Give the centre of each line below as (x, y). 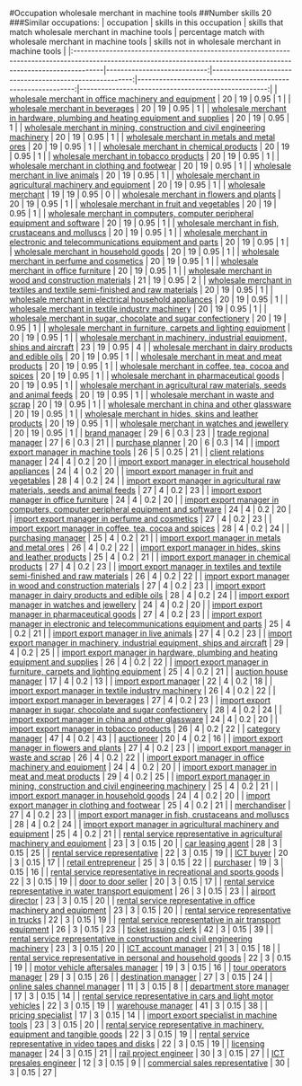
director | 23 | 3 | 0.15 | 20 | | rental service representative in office (133, 901)
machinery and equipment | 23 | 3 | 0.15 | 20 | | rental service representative (150, 910)
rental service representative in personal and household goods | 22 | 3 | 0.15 (151, 958)
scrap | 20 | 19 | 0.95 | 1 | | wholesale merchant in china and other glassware (151, 404)
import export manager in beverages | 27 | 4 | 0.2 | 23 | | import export (140, 700)
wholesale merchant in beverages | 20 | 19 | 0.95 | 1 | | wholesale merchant (148, 108)
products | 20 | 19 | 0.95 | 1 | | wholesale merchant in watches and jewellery (149, 423)
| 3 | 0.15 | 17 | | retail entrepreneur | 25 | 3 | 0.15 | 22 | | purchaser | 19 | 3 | (147, 862)
